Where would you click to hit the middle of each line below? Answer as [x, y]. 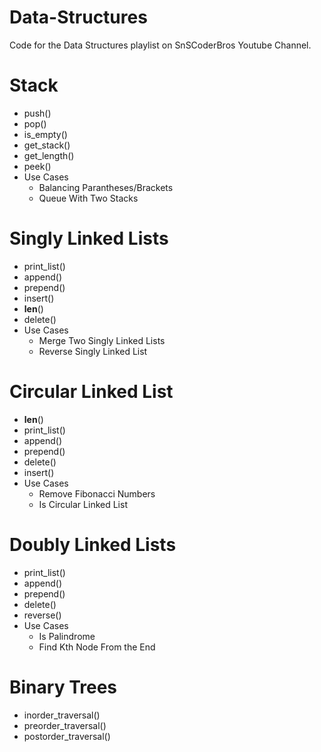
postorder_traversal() [67, 736]
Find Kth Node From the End [97, 647]
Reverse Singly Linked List [93, 351]
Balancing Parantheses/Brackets [106, 187]
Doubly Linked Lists [93, 544]
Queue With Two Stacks [88, 198]
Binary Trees [63, 687]
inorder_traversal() [62, 715]
